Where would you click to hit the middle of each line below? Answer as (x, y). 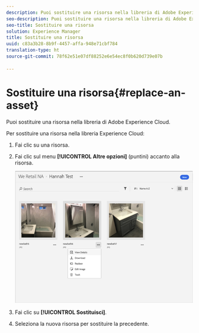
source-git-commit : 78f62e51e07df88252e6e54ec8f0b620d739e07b (84, 56)
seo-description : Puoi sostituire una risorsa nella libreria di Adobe (96, 19)
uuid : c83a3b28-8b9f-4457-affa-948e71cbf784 (62, 44)
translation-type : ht (33, 50)
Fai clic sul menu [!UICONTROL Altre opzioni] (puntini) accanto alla (97, 156)
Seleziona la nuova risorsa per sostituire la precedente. (82, 324)
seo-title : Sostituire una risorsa (50, 25)
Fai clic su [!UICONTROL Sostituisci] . (61, 312)
